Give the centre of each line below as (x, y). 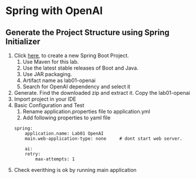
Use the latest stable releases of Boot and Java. (80, 68)
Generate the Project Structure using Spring (87, 32)
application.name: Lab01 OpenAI (64, 133)
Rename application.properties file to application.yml (87, 111)
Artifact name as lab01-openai (59, 80)
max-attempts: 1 (55, 159)
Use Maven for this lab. (51, 62)
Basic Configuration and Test (49, 105)
